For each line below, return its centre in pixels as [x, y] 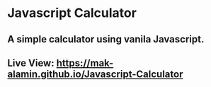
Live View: [31, 63]
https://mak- [85, 63]
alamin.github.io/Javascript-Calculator [95, 74]
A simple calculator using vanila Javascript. [106, 39]
